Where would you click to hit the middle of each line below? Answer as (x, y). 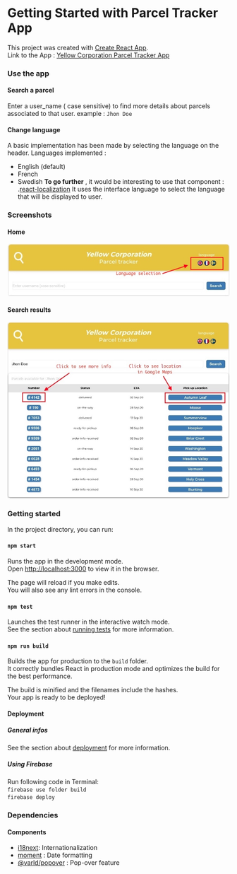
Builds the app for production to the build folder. (78, 661)
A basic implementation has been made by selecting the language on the (113, 146)
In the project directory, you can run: (60, 529)
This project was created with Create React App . (78, 47)
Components (27, 832)
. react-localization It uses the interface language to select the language (121, 190)
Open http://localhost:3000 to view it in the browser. (83, 569)
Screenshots (30, 215)
